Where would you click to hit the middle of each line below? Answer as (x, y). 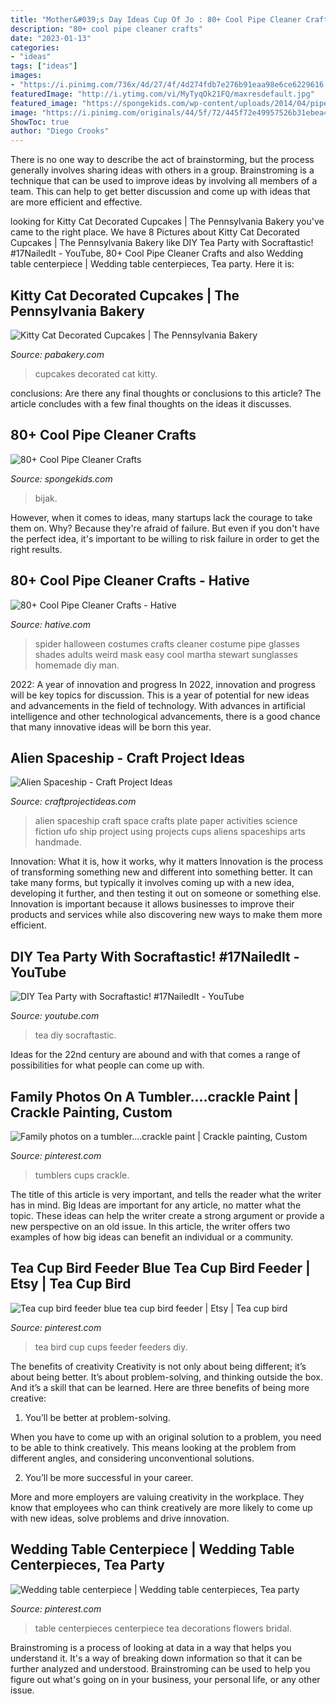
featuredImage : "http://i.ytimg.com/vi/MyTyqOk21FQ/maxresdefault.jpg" (162, 94)
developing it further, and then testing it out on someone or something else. (166, 893)
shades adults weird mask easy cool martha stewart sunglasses (166, 654)
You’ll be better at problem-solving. (97, 1417)
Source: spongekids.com (61, 478)
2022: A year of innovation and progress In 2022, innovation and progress (163, 684)
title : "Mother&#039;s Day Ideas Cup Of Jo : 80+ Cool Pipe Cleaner (156, 19)
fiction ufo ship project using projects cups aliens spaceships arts (170, 832)
